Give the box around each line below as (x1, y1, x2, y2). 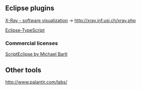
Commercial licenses (5, 40, 58, 47)
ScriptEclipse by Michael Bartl (5, 51, 68, 57)
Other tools (5, 65, 41, 74)
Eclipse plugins (5, 4, 55, 13)
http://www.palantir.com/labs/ (5, 79, 67, 85)
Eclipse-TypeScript (5, 27, 45, 33)
